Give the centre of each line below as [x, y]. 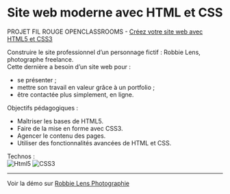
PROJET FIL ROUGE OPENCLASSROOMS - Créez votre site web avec [105, 32]
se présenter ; [37, 80]
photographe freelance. [40, 59]
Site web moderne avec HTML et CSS [115, 13]
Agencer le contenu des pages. [61, 136]
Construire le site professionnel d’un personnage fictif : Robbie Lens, [104, 52]
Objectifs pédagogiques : [43, 108]
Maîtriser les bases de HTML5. [60, 121]
